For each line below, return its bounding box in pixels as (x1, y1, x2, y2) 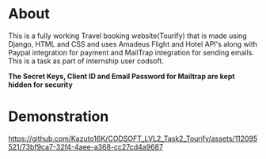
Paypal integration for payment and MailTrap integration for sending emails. (8, 47, 255, 57)
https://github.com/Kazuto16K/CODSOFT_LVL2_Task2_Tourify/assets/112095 (8, 134, 258, 143)
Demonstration (8, 108, 109, 126)
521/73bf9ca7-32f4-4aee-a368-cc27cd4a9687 (8, 142, 164, 151)
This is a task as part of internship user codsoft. (8, 56, 165, 66)
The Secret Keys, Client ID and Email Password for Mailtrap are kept (8, 71, 235, 81)
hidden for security (8, 80, 73, 89)
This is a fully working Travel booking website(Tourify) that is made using (8, 31, 247, 40)
